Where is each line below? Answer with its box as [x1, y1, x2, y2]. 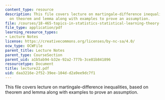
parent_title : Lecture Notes [5, 48, 65, 53]
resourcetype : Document [5, 61, 54, 66]
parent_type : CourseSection [5, 52, 63, 58]
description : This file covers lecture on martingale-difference [5, 12, 141, 17]
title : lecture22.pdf [5, 66, 50, 71]
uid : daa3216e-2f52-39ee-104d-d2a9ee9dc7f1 [5, 71, 96, 76]
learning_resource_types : [5, 30, 58, 35]
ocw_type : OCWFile [5, 43, 43, 48]
